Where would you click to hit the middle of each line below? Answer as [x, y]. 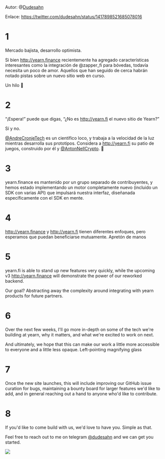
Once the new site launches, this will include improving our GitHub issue [78, 383]
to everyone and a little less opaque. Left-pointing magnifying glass [73, 349]
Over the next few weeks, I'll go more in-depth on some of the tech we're [80, 329]
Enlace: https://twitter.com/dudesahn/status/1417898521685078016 [74, 17]
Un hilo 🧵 [14, 85]
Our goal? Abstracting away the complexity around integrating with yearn [79, 291]
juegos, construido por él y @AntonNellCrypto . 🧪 [55, 148]
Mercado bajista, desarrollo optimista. [44, 50]
